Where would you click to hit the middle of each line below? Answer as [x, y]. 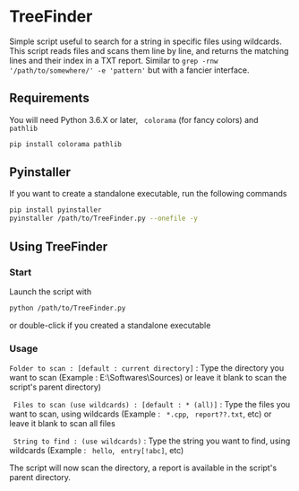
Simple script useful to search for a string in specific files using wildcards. [145, 41]
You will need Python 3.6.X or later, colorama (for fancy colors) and [134, 119]
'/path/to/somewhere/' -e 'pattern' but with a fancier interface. [129, 70]
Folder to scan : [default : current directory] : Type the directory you [147, 368]
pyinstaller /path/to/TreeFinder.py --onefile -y [104, 219]
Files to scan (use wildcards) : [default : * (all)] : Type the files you [152, 405]
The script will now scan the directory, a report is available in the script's [143, 468]
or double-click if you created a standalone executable [110, 325]
